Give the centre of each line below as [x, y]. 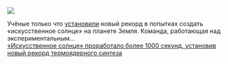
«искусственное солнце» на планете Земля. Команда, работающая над [114, 31]
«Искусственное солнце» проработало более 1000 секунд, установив [112, 45]
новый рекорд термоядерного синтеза [65, 53]
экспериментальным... [41, 38]
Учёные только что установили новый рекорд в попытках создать [105, 24]
